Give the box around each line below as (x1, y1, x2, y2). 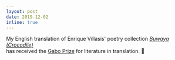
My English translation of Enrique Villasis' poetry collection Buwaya (6, 36, 169, 43)
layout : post (6, 8, 38, 15)
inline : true (6, 19, 38, 25)
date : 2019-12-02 (6, 14, 49, 20)
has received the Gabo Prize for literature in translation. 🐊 (6, 48, 145, 55)
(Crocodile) (6, 41, 33, 48)
